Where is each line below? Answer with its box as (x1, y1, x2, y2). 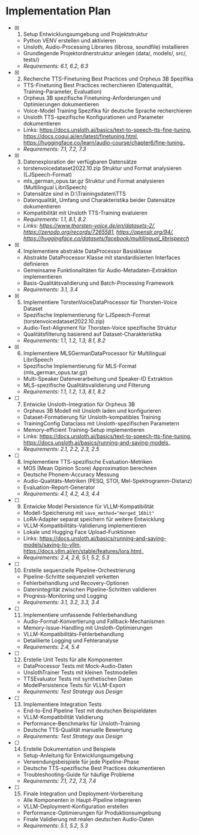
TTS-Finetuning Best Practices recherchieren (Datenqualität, (23, 81, 173, 88)
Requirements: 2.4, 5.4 (23, 643, 80, 650)
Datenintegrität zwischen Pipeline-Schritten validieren (23, 586, 156, 593)
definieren (23, 260, 49, 267)
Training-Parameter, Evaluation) (23, 88, 102, 95)
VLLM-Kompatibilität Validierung (23, 713, 104, 720)
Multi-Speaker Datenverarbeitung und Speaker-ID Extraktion (23, 375, 173, 382)
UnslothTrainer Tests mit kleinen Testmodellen (23, 669, 138, 676)
